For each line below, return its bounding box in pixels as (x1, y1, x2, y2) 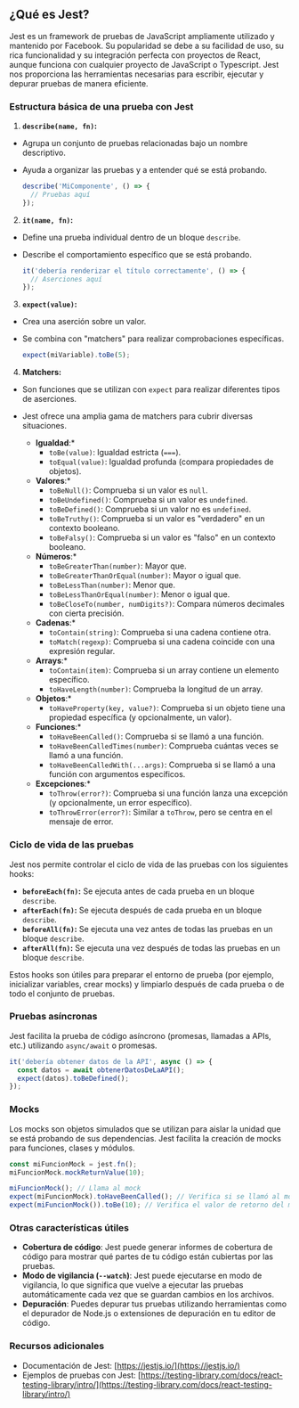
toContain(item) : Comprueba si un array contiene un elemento (48, 665, 279, 675)
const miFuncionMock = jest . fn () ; (9, 1159, 138, 1168)
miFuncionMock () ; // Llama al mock (9, 1184, 141, 1193)
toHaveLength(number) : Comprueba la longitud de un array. (48, 684, 263, 694)
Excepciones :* (35, 779, 91, 790)
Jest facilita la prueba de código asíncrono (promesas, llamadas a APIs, (9, 1030, 271, 1041)
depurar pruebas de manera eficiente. (9, 78, 149, 88)
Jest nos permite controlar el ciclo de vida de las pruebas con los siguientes (9, 859, 289, 870)
